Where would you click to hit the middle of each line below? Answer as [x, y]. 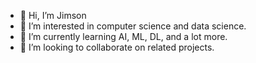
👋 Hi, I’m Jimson [53, 15]
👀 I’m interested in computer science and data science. [133, 26]
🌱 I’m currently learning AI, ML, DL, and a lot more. [123, 36]
